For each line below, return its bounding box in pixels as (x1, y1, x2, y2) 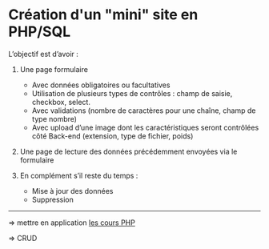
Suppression (31, 195, 74, 204)
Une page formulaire (19, 64, 88, 74)
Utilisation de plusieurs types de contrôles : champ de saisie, (31, 88, 233, 98)
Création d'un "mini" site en (8, 6, 199, 24)
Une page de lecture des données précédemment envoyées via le (19, 147, 238, 156)
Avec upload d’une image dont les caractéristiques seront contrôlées (31, 122, 259, 132)
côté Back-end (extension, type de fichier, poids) (31, 131, 194, 141)
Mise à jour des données (31, 186, 114, 195)
